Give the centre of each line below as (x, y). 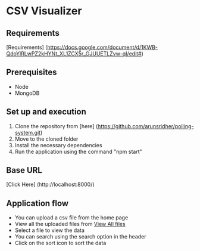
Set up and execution (46, 112)
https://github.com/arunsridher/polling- (146, 126)
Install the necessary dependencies (58, 145)
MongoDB (27, 93)
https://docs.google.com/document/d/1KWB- (103, 47)
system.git (27, 132)
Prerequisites (32, 72)
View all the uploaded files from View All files (70, 224)
